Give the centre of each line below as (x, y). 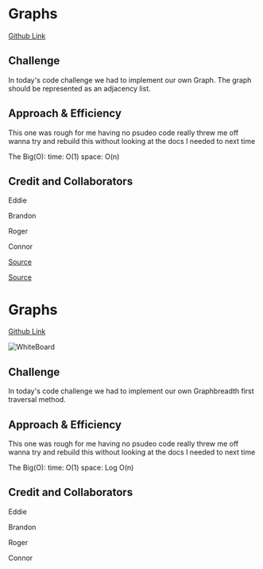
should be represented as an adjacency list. (79, 88)
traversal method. (37, 400)
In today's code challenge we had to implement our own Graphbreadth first (131, 391)
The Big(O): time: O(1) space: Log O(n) (71, 467)
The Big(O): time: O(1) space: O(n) (64, 157)
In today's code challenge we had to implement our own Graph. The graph (130, 79)
